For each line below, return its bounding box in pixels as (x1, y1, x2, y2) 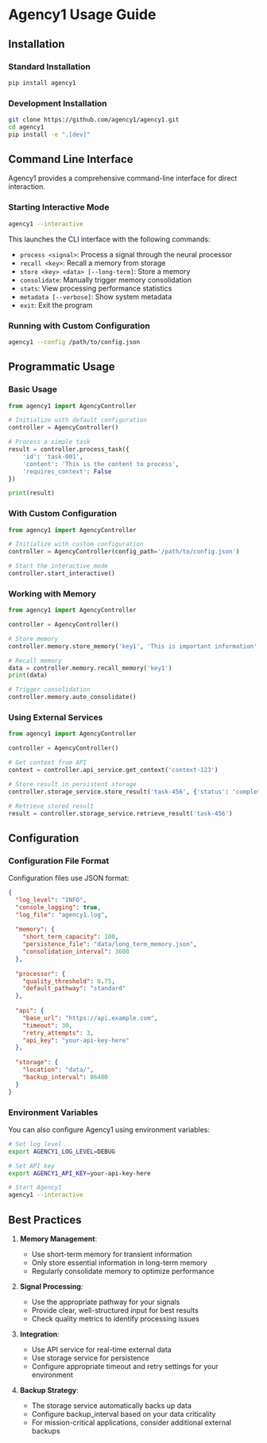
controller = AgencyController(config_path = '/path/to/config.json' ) (8, 548, 240, 556)
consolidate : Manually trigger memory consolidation (19, 275, 192, 284)
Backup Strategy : (19, 1385, 79, 1395)
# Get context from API (8, 758, 87, 767)
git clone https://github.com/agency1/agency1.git (8, 116, 180, 124)
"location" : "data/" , (22, 1066, 94, 1074)
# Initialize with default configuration (8, 416, 148, 424)
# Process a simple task (8, 438, 91, 446)
